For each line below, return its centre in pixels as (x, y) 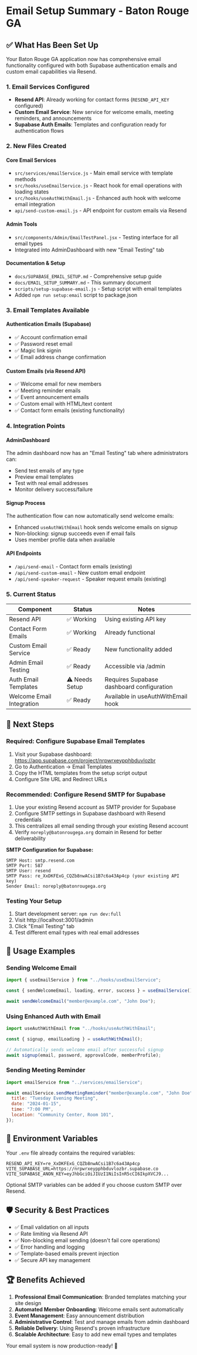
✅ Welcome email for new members (58, 384)
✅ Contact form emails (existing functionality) (69, 410)
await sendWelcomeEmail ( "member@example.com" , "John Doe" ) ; (81, 1001)
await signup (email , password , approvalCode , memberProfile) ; (84, 1055)
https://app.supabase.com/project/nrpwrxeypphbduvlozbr (85, 760)
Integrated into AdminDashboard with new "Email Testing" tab (89, 250)
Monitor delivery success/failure (53, 490)
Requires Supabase (131, 679)
